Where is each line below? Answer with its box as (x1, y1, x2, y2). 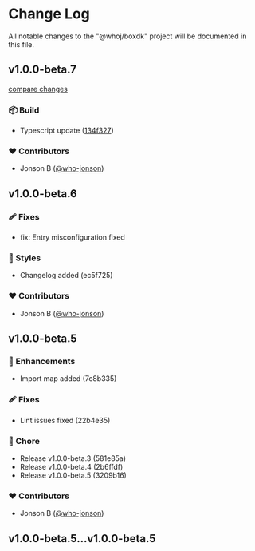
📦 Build (8, 105, 40, 116)
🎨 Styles (8, 252, 41, 264)
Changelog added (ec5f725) (19, 271, 113, 280)
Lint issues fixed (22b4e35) (19, 415, 111, 425)
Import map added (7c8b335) (19, 374, 117, 383)
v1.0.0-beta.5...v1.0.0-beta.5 (8, 532, 156, 545)
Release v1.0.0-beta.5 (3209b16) (19, 470, 127, 480)
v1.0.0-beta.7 (8, 63, 77, 77)
